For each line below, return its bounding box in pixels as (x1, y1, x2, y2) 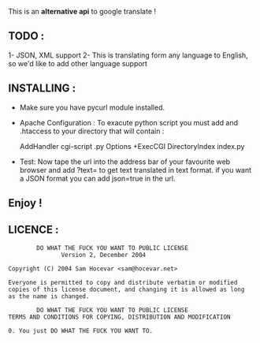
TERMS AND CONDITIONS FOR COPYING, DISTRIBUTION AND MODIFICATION (8, 313, 231, 321)
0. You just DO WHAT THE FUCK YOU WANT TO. (8, 326, 154, 334)
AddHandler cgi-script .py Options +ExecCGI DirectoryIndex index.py (19, 141, 245, 151)
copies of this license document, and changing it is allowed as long (8, 285, 245, 293)
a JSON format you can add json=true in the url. (19, 173, 176, 183)
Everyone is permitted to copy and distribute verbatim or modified (8, 278, 238, 286)
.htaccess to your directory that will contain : (19, 126, 165, 136)
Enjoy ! (8, 196, 43, 210)
